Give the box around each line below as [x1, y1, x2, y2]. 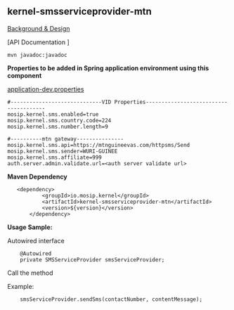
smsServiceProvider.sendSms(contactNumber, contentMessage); [20, 295, 202, 303]
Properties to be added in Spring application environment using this [7, 63, 209, 72]
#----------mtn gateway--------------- [7, 135, 124, 143]
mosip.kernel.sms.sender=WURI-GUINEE [7, 148, 118, 155]
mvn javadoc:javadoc [7, 51, 68, 58]
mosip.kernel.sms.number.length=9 [7, 123, 109, 130]
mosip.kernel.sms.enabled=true [7, 110, 99, 118]
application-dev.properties [7, 84, 84, 93]
